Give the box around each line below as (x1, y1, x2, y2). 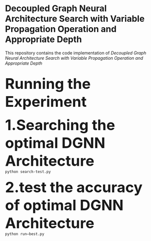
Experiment (5, 92, 87, 111)
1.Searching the (5, 115, 116, 134)
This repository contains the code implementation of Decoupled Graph (5, 50, 147, 56)
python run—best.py (5, 231, 45, 236)
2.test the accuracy (5, 178, 143, 196)
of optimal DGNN (5, 195, 124, 214)
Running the (5, 74, 91, 93)
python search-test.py (5, 169, 51, 174)
